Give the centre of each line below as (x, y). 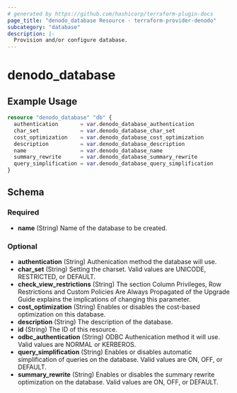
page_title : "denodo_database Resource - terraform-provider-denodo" (112, 21)
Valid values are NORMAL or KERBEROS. (77, 344)
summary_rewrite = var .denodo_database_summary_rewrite (106, 157)
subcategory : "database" (44, 27)
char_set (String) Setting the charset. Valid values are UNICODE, (112, 269)
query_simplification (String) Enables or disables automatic (105, 352)
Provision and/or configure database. (71, 40)
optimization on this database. (62, 314)
